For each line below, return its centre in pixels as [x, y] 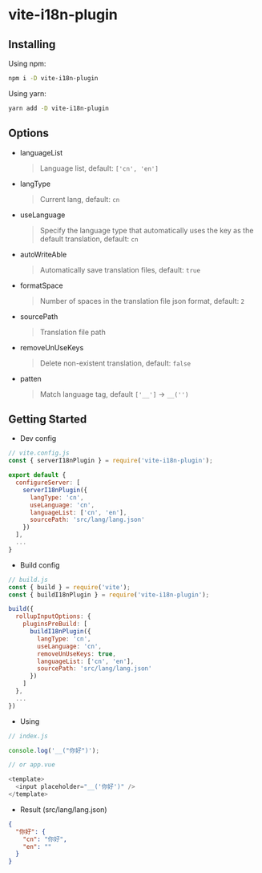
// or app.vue [32, 765]
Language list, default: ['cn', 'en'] [99, 168]
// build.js [28, 580]
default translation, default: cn [89, 239]
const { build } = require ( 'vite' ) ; [69, 587]
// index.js [28, 736]
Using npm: [27, 63]
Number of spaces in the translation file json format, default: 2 [142, 301]
